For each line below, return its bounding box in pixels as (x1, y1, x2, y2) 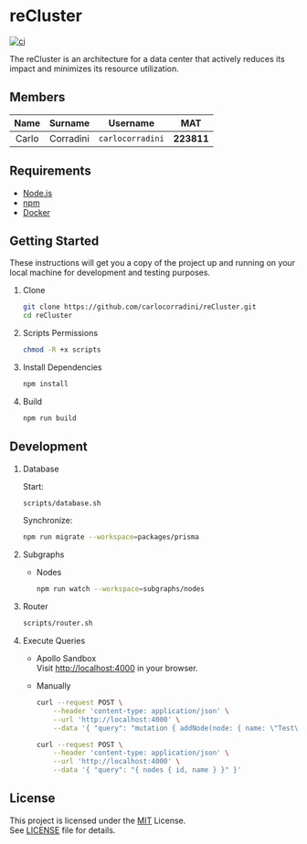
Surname (48, 116, 90, 129)
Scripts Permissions (22, 328, 99, 339)
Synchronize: (22, 515, 73, 526)
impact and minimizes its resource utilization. (9, 63, 180, 74)
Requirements (9, 164, 91, 179)
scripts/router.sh (22, 618, 93, 628)
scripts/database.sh (22, 499, 101, 508)
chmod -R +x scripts (22, 345, 101, 354)
